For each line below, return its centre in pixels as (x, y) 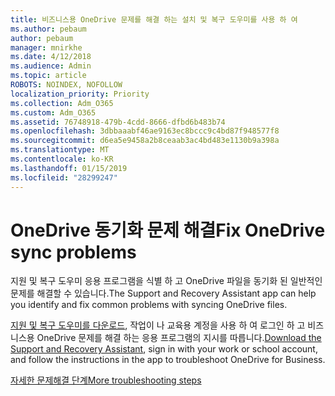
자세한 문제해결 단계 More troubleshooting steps (106, 380)
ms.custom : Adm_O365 (53, 112)
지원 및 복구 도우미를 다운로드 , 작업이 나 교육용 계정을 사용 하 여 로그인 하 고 (158, 325)
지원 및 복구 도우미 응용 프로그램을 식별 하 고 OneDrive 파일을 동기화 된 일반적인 (166, 281)
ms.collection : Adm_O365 (62, 103)
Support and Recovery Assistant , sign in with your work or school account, (164, 349)
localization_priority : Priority (80, 94)
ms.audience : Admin (51, 66)
